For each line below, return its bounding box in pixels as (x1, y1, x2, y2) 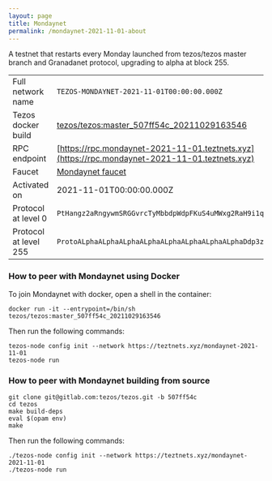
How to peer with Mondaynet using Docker (8, 271, 181, 282)
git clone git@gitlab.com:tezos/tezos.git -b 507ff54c (8, 393, 198, 402)
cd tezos (8, 400, 38, 408)
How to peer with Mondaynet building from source (8, 375, 210, 386)
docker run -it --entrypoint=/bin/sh (8, 305, 136, 313)
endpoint (12, 153, 47, 165)
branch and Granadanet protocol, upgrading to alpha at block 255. (8, 58, 229, 67)
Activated (12, 179, 49, 191)
